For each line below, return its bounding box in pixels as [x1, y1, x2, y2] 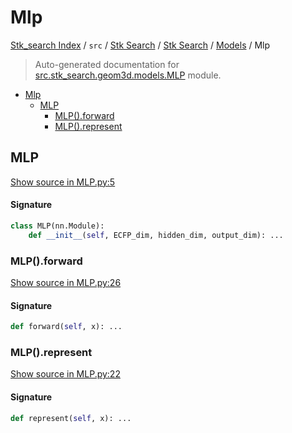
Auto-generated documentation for [34, 58, 180, 70]
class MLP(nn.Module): [10, 221, 105, 231]
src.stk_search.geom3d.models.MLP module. [34, 69, 222, 81]
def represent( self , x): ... [10, 413, 132, 423]
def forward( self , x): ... [10, 322, 123, 332]
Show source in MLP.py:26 [10, 277, 122, 288]
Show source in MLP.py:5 [10, 176, 116, 188]
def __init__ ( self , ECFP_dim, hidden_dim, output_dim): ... [28, 230, 284, 240]
